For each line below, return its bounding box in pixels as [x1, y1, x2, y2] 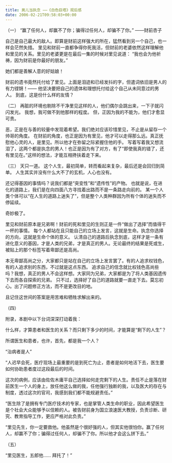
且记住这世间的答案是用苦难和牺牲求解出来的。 [5, 294, 104, 300]
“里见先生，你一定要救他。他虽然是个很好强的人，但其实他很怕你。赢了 [5, 424, 156, 430]
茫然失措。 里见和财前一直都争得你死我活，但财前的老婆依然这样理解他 [14, 44, 164, 50]
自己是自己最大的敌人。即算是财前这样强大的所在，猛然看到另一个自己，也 [5, 38, 162, 44]
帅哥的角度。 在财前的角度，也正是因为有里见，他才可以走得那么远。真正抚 [5, 133, 164, 139]
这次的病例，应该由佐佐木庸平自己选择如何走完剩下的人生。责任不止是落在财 [5, 376, 167, 383]
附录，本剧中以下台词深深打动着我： [5, 315, 82, 322]
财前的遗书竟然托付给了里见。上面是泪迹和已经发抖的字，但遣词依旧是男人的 [5, 79, 167, 85]
